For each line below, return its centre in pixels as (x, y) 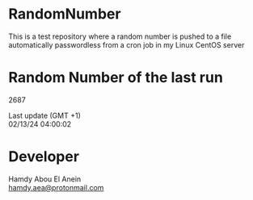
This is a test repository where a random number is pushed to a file (120, 36)
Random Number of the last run (116, 78)
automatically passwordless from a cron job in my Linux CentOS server (126, 44)
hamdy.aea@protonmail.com (56, 187)
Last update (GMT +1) (44, 115)
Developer (44, 157)
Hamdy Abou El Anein (45, 179)
